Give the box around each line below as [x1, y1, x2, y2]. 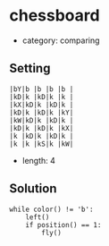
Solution [9, 181, 57, 197]
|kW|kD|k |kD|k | [9, 115, 74, 125]
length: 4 [21, 155, 56, 165]
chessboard [9, 5, 100, 26]
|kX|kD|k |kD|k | [9, 100, 74, 109]
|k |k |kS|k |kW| [9, 140, 74, 148]
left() [25, 212, 50, 222]
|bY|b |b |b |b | [9, 84, 74, 94]
